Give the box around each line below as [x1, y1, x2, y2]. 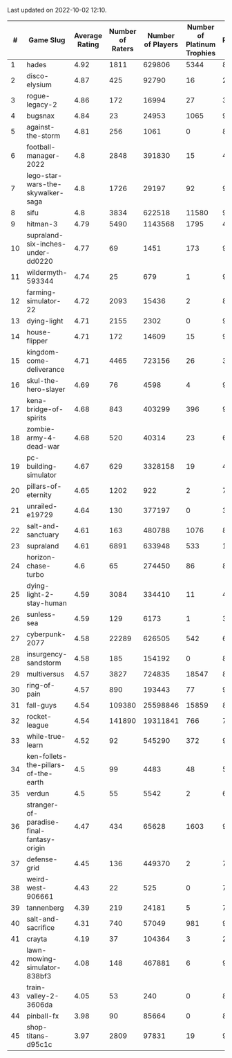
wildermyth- [26, 268, 68, 277]
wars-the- [26, 179, 62, 189]
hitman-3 [26, 219, 58, 228]
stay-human [26, 598, 67, 608]
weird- [26, 875, 50, 884]
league [26, 720, 49, 730]
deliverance [26, 365, 65, 374]
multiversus [26, 670, 64, 679]
